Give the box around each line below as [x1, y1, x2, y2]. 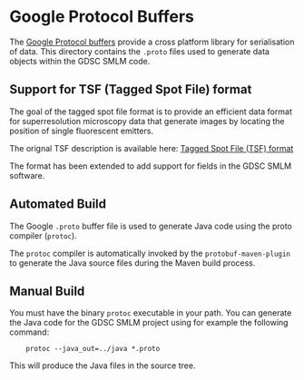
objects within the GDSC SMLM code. [9, 55, 151, 66]
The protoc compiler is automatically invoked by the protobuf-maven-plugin [9, 248, 291, 258]
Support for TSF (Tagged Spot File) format [9, 82, 252, 97]
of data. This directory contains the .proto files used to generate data [9, 45, 270, 56]
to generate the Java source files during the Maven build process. [9, 257, 256, 268]
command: [9, 326, 50, 337]
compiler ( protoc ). [9, 229, 77, 241]
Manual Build [9, 283, 85, 298]
